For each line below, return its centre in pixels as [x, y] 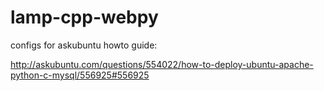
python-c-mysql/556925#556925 [80, 75]
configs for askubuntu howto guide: [84, 45]
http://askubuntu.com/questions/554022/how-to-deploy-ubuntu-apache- [162, 64]
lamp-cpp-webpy [84, 17]
